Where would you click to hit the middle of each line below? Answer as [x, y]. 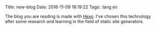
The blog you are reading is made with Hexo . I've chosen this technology [78, 16]
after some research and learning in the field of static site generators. [75, 22]
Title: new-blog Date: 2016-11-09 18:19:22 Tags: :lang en [61, 7]
